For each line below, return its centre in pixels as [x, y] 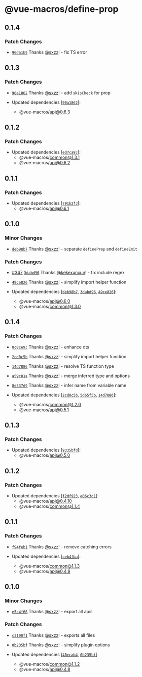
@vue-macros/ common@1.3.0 [50, 306]
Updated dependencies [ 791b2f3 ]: [46, 203]
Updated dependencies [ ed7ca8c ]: [46, 152]
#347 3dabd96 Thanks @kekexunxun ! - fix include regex [68, 272]
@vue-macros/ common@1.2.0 [50, 404]
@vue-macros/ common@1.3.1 [49, 157]
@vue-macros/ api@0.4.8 [45, 669]
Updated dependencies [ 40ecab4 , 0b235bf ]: [55, 654]
